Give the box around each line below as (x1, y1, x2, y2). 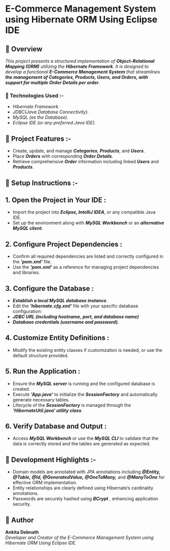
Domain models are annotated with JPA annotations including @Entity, (12, 469, 161, 475)
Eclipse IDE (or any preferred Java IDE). (12, 120, 96, 126)
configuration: (12, 308, 42, 314)
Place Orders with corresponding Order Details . (12, 153, 113, 159)
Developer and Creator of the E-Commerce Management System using (5, 534, 154, 540)
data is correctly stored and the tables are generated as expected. (12, 441, 151, 447)
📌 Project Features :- (5, 134, 72, 143)
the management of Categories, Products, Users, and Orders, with (5, 74, 148, 80)
